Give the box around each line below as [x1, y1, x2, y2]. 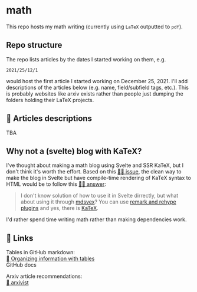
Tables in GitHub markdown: [6, 249, 75, 256]
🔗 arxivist [6, 279, 29, 286]
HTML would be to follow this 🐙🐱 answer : [6, 181, 106, 188]
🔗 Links [6, 233, 34, 243]
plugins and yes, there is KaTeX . [20, 205, 98, 212]
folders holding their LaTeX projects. [6, 96, 94, 103]
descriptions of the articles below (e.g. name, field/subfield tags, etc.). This [6, 84, 189, 91]
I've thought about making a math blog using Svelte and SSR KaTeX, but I [6, 162, 184, 169]
